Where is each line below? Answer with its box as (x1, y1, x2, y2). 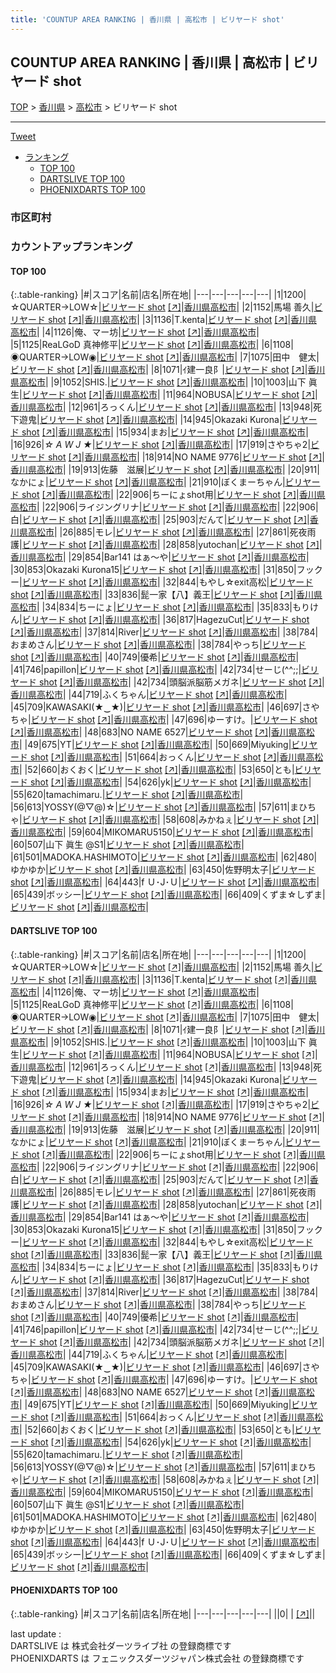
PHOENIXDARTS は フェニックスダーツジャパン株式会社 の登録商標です (10, 1652, 305, 1664)
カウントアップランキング (10, 240, 133, 254)
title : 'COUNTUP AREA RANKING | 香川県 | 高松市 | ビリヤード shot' (10, 14, 285, 25)
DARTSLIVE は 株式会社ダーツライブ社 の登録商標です (10, 1639, 232, 1651)
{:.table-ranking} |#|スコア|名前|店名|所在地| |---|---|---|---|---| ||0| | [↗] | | (10, 1607, 316, 1620)
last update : (10, 1627, 62, 1640)
